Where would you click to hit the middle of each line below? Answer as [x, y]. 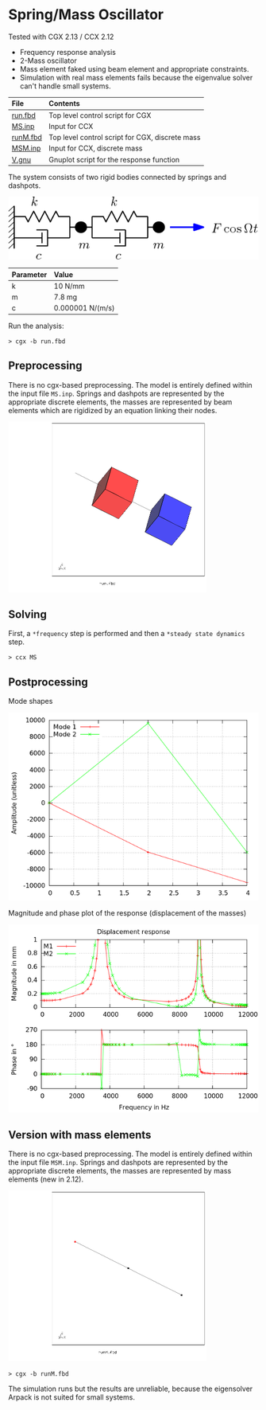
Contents [65, 104]
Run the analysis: [36, 326]
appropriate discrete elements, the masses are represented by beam [120, 402]
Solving [28, 614]
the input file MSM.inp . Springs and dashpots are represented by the [118, 1162]
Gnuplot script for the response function [114, 159]
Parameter [29, 274]
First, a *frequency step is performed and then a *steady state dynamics [127, 634]
